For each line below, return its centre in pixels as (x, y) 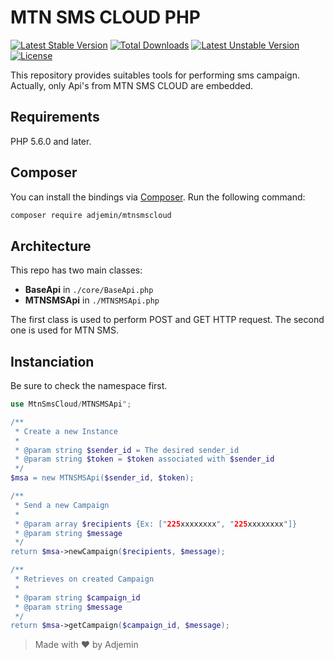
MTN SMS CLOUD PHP (106, 17)
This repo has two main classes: (76, 270)
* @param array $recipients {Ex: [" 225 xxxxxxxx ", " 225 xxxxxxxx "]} (156, 524)
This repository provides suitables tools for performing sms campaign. (155, 75)
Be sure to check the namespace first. (89, 386)
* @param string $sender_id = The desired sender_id (127, 450)
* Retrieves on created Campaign (84, 579)
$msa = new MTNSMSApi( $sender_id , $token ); (102, 478)
